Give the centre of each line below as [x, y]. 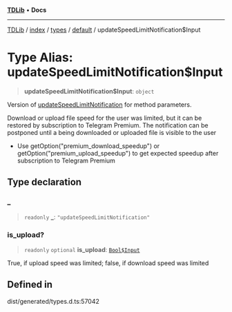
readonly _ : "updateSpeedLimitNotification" [87, 217]
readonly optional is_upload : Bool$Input [82, 249]
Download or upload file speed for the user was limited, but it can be [105, 118]
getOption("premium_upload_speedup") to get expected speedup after [118, 153]
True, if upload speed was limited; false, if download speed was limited [108, 263]
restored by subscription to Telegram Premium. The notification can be [108, 125]
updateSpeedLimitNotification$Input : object [89, 91]
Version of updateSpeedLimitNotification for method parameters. [99, 104]
